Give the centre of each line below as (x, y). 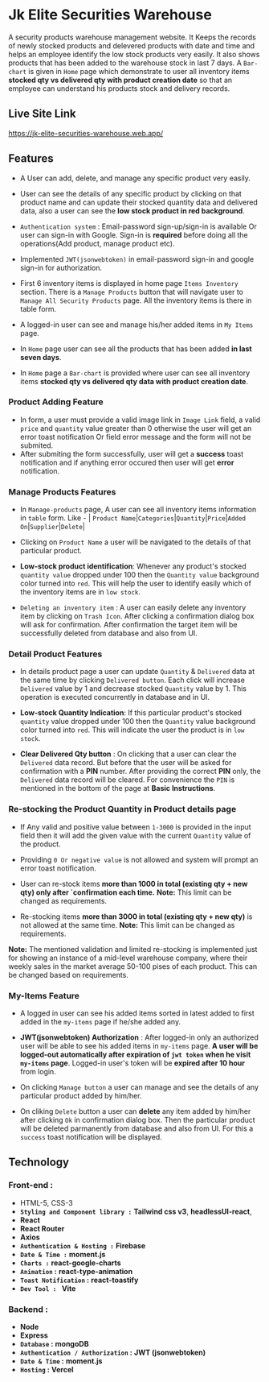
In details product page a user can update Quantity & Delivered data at (137, 672)
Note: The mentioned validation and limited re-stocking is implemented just (133, 949)
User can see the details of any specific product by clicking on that (131, 193)
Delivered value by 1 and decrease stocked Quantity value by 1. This (133, 689)
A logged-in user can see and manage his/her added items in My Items (137, 325)
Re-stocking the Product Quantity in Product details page (122, 809)
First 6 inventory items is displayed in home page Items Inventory (129, 283)
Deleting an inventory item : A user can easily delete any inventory (133, 608)
